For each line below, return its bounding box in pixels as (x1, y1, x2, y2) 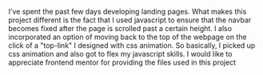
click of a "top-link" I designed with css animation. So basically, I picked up (8, 41, 256, 50)
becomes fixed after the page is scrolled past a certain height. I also (8, 24, 233, 33)
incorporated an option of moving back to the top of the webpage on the (8, 32, 247, 41)
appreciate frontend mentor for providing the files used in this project (8, 57, 237, 67)
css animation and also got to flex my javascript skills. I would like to (8, 49, 233, 58)
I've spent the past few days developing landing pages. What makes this (8, 7, 247, 16)
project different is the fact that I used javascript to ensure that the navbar (8, 15, 252, 25)
